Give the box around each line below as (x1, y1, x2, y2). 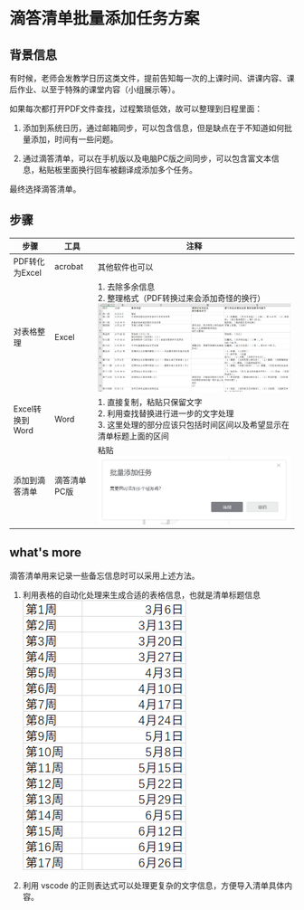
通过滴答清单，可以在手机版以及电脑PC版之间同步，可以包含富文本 (22, 153, 271, 164)
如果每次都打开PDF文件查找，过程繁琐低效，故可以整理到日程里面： (9, 103, 263, 114)
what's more (9, 545, 82, 561)
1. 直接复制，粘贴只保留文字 (98, 397, 203, 408)
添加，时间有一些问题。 (30, 134, 119, 145)
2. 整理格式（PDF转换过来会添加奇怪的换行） (98, 292, 265, 303)
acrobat (53, 261, 84, 272)
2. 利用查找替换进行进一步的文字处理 (98, 408, 234, 419)
